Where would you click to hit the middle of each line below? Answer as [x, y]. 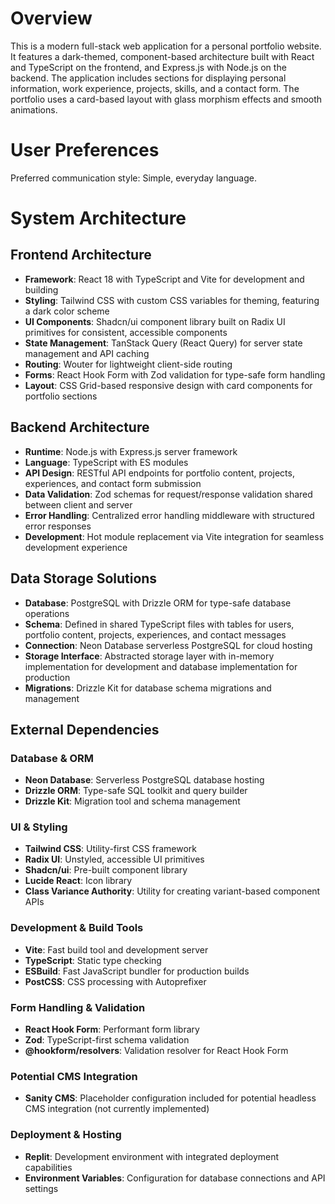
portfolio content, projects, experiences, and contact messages [155, 634]
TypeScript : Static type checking [93, 960]
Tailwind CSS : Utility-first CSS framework [110, 849]
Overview [51, 18]
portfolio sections [61, 396]
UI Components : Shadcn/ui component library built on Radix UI [155, 321]
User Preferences [85, 150]
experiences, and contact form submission [113, 483]
